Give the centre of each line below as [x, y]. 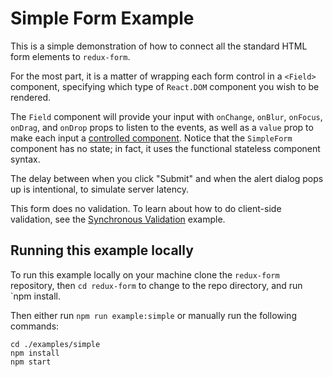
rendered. [31, 97]
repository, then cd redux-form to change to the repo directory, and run [156, 285]
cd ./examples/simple [55, 344]
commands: [35, 326]
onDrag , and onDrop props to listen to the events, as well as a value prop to [162, 127]
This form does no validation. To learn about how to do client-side [146, 208]
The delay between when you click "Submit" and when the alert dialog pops [167, 178]
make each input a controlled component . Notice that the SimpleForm [151, 138]
